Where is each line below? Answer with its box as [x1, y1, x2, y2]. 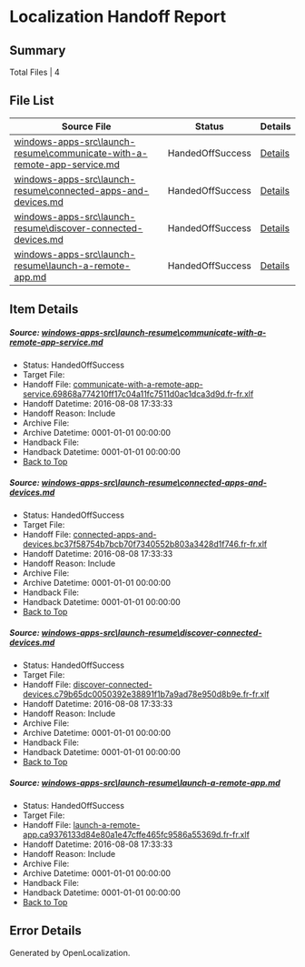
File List [9, 93, 54, 108]
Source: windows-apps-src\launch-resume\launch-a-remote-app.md [9, 777, 280, 788]
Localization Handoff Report [9, 6, 227, 27]
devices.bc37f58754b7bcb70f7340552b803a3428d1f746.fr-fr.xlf [22, 539, 268, 549]
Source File [61, 120, 112, 133]
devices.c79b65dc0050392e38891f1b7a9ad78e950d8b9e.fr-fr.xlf [22, 689, 270, 700]
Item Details [9, 302, 79, 317]
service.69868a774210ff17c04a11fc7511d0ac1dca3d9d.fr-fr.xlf [22, 388, 254, 399]
